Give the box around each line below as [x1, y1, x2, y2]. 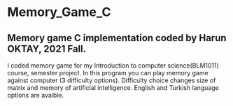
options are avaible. [7, 91, 64, 99]
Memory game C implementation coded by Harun [7, 32, 227, 44]
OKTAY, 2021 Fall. [7, 43, 87, 54]
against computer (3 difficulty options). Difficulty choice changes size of [7, 76, 216, 84]
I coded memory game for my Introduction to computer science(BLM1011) [7, 61, 219, 70]
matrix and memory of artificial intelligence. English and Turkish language [7, 84, 219, 91]
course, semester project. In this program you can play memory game [7, 69, 209, 77]
